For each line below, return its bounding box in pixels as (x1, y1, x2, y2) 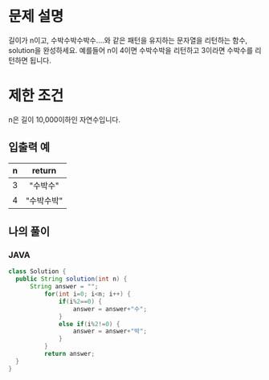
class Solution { (8, 268, 67, 276)
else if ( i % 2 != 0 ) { (59, 320, 120, 328)
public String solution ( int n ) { (15, 275, 128, 284)
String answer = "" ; (29, 283, 99, 291)
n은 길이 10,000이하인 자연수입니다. (8, 114, 121, 125)
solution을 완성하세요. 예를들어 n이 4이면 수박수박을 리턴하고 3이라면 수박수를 (8, 45, 254, 55)
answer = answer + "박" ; (72, 327, 147, 336)
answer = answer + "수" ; (72, 304, 147, 313)
